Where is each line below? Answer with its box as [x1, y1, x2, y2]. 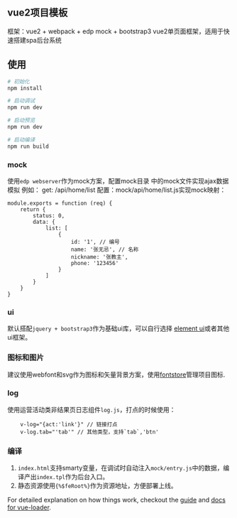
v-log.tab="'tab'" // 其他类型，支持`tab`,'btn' [20, 428, 159, 436]
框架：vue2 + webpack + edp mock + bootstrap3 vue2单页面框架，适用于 [7, 27, 224, 36]
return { [20, 205, 46, 213]
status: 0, [33, 212, 65, 219]
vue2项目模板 [7, 6, 68, 19]
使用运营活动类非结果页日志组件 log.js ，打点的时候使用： [7, 405, 176, 414]
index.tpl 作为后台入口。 [36, 473, 109, 481]
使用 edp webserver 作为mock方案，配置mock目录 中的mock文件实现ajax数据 [7, 176, 229, 185]
